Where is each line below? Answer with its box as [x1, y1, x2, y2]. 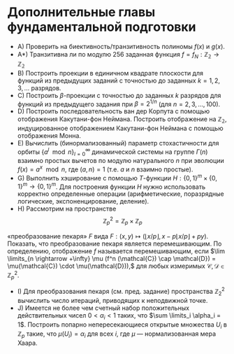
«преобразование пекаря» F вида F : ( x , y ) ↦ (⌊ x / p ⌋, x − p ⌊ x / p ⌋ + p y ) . [7, 232, 209, 240]
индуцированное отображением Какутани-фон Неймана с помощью [17, 124, 224, 132]
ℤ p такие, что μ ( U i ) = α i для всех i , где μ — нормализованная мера [17, 330, 217, 340]
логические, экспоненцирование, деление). [17, 197, 149, 206]
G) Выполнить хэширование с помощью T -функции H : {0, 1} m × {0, [17, 173, 218, 182]
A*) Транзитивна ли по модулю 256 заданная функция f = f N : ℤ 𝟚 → [17, 50, 220, 60]
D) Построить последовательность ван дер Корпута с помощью [17, 107, 210, 115]
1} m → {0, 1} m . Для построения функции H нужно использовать [17, 181, 206, 191]
